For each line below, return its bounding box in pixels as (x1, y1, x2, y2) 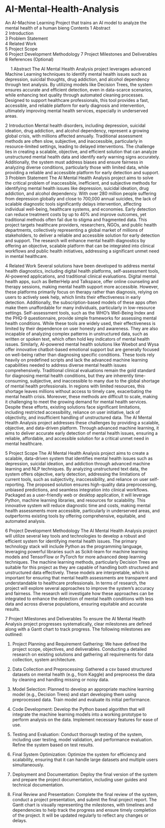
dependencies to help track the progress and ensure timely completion (12, 807, 157, 813)
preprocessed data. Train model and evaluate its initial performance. (12, 697, 151, 702)
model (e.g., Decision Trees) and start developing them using (12, 691, 136, 697)
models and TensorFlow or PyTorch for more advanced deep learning (5, 554, 146, 560)
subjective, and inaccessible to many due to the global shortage (30, 378, 160, 383)
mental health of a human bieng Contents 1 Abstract (5, 25, 111, 31)
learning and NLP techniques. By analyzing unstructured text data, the (5, 466, 148, 472)
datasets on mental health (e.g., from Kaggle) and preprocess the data (12, 671, 155, 677)
